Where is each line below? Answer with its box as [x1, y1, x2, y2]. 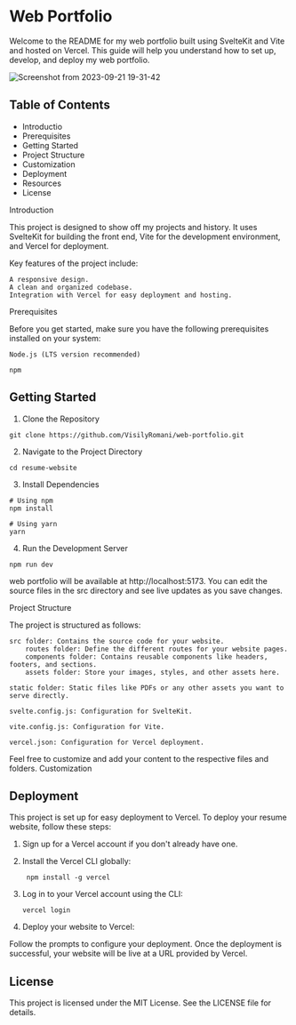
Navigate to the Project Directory [21, 446, 143, 457]
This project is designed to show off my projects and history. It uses [9, 221, 258, 232]
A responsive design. [9, 275, 90, 284]
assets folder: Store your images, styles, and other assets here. [25, 668, 280, 677]
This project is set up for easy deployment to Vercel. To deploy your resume [9, 812, 287, 823]
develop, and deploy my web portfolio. [9, 54, 150, 65]
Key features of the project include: [9, 258, 139, 268]
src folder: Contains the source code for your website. [9, 637, 225, 645]
